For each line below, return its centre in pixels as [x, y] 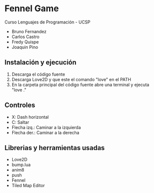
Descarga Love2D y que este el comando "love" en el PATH [71, 79]
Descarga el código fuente [38, 74]
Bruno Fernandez [29, 31]
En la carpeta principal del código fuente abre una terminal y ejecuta [80, 85]
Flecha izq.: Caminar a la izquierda [46, 127]
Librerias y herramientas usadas [55, 148]
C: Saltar [20, 122]
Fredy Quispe [25, 42]
